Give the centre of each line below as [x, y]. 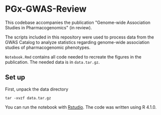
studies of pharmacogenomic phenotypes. [48, 47]
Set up [15, 77]
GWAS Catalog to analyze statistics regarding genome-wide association [77, 42]
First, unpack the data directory [37, 89]
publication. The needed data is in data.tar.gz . [52, 62]
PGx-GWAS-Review [46, 9]
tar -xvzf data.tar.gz [28, 98]
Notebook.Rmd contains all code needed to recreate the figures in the [73, 57]
